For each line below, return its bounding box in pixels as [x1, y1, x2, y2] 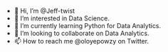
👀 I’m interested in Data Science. [14, 14, 110, 22]
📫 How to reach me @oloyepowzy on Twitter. [14, 37, 149, 45]
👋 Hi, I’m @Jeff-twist [14, 7, 75, 15]
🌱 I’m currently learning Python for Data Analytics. [14, 22, 162, 30]
